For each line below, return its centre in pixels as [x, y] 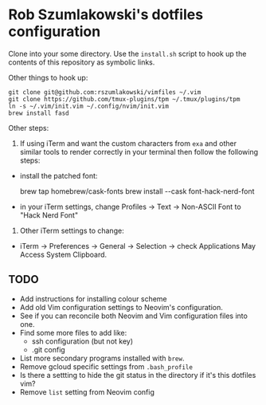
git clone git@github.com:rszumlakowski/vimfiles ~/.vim [105, 92]
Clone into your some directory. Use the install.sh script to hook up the [127, 53]
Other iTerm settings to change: [72, 230]
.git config [48, 349]
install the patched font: [59, 175]
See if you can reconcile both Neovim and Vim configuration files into [134, 316]
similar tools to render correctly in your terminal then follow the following [139, 151]
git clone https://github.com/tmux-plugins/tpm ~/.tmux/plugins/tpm [124, 99]
